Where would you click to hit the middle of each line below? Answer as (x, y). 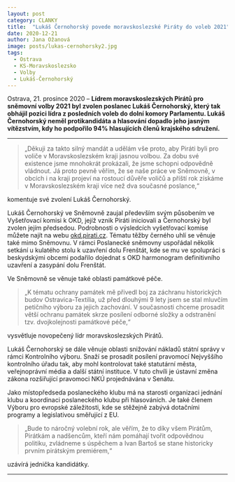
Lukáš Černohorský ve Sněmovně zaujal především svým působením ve (111, 213)
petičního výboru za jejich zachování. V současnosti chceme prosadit (124, 307)
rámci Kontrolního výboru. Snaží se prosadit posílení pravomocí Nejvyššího (115, 357)
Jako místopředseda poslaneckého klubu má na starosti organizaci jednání (115, 392)
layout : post (26, 14)
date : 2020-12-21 (33, 33)
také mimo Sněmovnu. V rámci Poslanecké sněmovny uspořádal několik (111, 243)
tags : (15, 53)
